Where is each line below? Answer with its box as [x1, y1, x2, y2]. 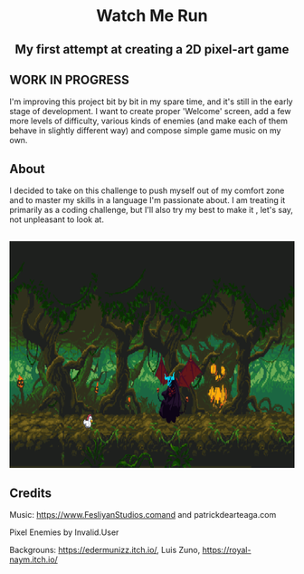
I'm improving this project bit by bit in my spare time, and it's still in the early [9, 96, 293, 107]
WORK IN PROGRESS [9, 72, 129, 87]
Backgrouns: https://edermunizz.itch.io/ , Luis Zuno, [9, 545, 201, 556]
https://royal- [202, 545, 252, 556]
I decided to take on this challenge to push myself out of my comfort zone [9, 185, 285, 196]
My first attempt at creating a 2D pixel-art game [14, 42, 290, 57]
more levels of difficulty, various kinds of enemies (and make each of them [9, 115, 288, 127]
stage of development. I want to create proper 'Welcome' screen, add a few [9, 106, 291, 117]
